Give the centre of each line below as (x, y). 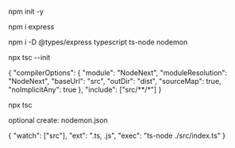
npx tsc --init (29, 57)
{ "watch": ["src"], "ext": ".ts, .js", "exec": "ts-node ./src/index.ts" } (117, 135)
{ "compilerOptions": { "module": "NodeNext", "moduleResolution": (118, 73)
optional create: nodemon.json (58, 120)
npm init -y (26, 11)
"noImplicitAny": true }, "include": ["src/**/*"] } (85, 89)
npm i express (31, 27)
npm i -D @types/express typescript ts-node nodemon (98, 42)
